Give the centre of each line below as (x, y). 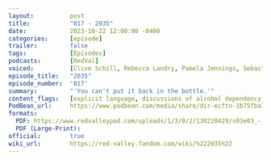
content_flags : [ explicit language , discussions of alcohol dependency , (137, 99)
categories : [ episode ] (56, 38)
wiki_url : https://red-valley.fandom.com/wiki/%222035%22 (120, 143)
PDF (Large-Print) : (48, 128)
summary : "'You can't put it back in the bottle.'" (112, 91)
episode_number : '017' (48, 83)
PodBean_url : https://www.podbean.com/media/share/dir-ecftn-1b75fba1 (137, 106)
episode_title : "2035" (50, 76)
